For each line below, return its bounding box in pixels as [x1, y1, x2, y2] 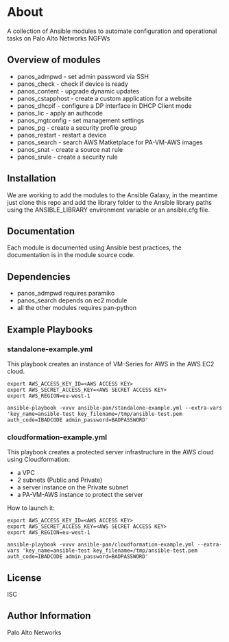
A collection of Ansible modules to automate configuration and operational [7, 27, 217, 35]
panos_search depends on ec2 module [16, 296, 128, 305]
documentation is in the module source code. [7, 251, 135, 259]
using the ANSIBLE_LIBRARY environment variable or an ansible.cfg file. [7, 206, 210, 214]
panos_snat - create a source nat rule [16, 145, 123, 153]
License [7, 572, 42, 584]
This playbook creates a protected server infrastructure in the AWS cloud [7, 448, 214, 456]
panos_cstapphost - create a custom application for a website [16, 94, 192, 102]
